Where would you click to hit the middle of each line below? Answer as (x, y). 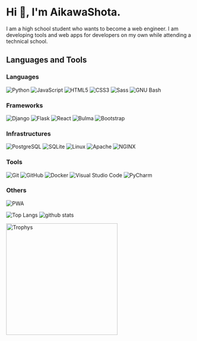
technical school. (27, 41)
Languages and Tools (47, 60)
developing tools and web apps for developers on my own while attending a (99, 35)
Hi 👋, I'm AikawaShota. (63, 12)
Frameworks (25, 105)
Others (16, 190)
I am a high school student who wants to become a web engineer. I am (93, 29)
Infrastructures (29, 133)
